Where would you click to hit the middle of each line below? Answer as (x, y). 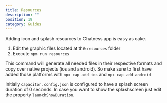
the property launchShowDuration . (40, 95)
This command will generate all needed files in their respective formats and (84, 63)
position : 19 (19, 19)
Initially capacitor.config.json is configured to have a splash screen (77, 84)
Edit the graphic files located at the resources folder (67, 48)
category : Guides (24, 24)
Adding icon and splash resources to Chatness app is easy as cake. (76, 39)
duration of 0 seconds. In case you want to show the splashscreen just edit (83, 90)
